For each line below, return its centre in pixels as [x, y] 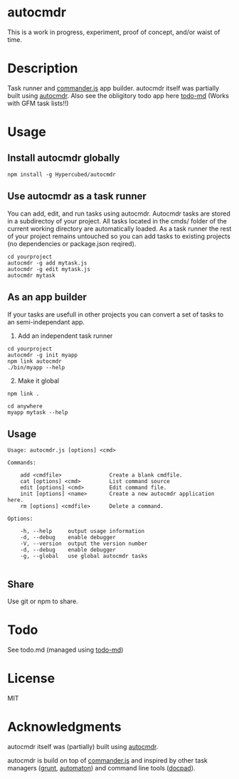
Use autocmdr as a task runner [77, 196]
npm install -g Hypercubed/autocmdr [62, 174]
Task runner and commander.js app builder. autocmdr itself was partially [113, 88]
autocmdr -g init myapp [43, 355]
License [31, 678]
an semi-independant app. [46, 322]
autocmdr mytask [31, 275]
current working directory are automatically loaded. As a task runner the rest [119, 228]
